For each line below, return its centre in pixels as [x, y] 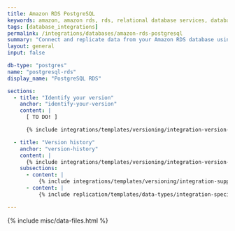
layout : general [31, 46]
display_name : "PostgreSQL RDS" [54, 78]
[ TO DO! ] [42, 117]
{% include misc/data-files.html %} [58, 220]
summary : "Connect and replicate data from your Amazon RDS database [111, 40]
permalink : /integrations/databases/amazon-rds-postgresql [95, 33]
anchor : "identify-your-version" [69, 104]
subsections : [39, 169]
